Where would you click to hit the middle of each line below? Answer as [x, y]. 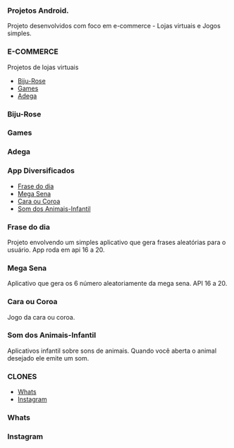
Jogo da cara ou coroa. [41, 317]
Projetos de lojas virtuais [43, 67]
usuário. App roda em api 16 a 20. [56, 250]
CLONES [22, 376]
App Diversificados [41, 171]
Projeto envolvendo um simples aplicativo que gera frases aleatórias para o [117, 242]
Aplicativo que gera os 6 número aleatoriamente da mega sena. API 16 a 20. [117, 284]
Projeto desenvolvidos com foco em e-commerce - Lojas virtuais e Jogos [114, 26]
